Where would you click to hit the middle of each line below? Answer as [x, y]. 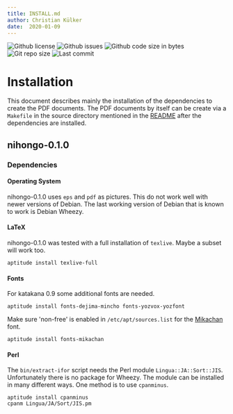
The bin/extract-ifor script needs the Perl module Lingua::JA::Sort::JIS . [115, 370]
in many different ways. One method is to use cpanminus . [88, 385]
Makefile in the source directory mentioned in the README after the [104, 116]
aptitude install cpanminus [48, 398]
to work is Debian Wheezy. [46, 211]
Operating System [34, 181]
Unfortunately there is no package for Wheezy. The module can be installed [116, 378]
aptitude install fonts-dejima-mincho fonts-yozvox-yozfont [96, 306]
